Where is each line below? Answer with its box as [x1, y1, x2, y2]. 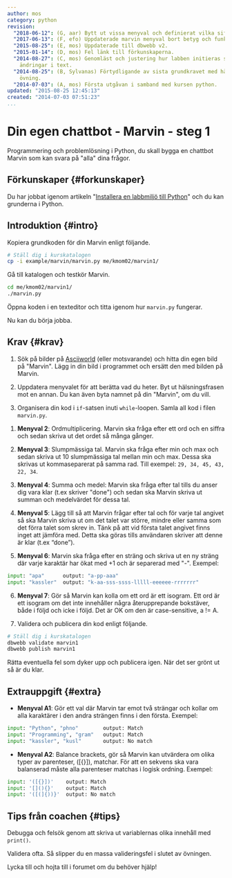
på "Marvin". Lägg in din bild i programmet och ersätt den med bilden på [17, 361, 223, 370]
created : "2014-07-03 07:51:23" [7, 94, 100, 101]
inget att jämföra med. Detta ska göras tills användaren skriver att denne [17, 530, 223, 539]
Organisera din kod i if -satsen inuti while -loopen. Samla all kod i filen [17, 403, 216, 412]
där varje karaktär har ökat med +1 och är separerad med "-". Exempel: [17, 559, 220, 567]
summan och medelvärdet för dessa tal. [17, 495, 130, 503]
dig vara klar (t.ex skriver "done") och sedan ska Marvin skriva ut [17, 487, 202, 496]
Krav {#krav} [7, 337, 64, 348]
